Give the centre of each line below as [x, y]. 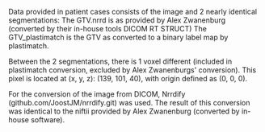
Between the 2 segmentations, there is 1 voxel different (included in [120, 61]
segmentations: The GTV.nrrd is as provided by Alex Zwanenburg [117, 20]
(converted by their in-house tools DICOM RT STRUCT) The [108, 29]
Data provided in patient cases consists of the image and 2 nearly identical [132, 12]
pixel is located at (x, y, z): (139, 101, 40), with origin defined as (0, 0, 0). [128, 78]
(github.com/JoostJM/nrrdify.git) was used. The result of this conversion [129, 103]
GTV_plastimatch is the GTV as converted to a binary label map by [118, 37]
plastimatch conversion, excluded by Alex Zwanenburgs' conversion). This [132, 70]
